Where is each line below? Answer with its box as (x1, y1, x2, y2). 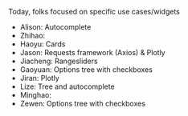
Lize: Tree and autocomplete (19, 82, 115, 91)
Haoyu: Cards (19, 39, 66, 49)
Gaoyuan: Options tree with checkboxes (19, 65, 153, 74)
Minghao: (19, 90, 52, 99)
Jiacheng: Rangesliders (19, 56, 98, 66)
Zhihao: (19, 31, 46, 40)
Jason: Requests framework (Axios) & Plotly (19, 48, 166, 57)
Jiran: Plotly (19, 74, 60, 82)
